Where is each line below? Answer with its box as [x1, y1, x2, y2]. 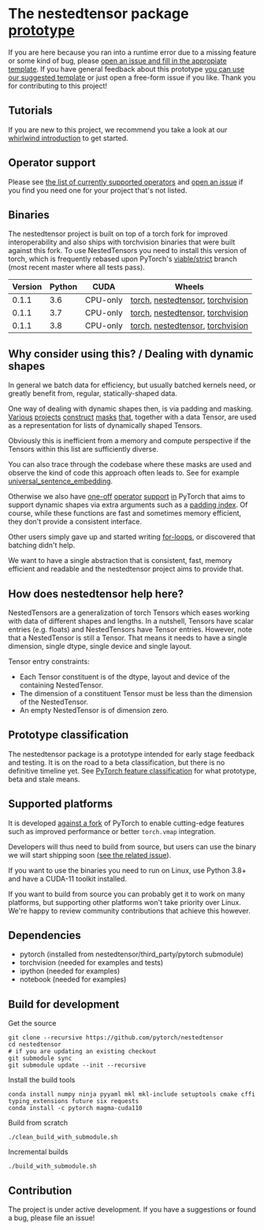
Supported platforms [8, 797, 113, 811]
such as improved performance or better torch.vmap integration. [8, 826, 217, 836]
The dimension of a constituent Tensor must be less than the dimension [19, 689, 253, 698]
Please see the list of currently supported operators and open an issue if [8, 177, 244, 186]
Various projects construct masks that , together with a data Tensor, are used [8, 412, 257, 422]
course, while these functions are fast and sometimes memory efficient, [8, 509, 242, 518]
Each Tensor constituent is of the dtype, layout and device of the [19, 672, 230, 681]
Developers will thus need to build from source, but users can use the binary [8, 841, 257, 852]
